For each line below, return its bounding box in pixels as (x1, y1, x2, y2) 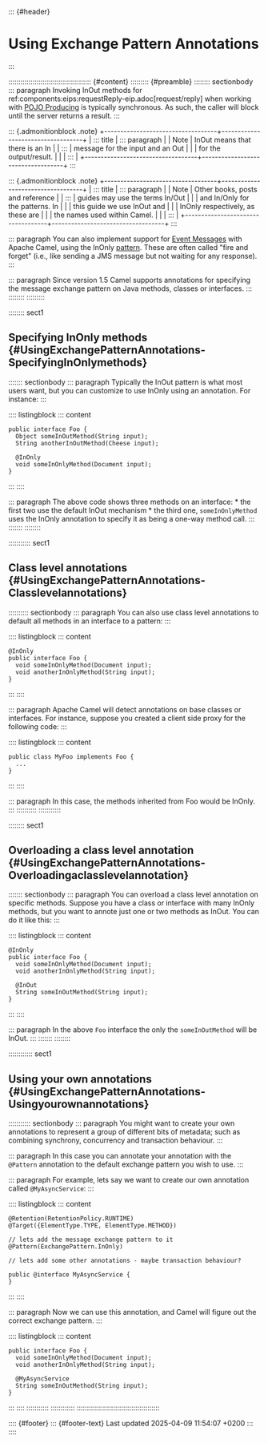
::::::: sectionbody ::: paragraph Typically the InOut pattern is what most (8, 377, 243, 387)
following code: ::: (8, 721, 67, 732)
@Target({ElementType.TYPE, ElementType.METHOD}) (8, 1222, 178, 1230)
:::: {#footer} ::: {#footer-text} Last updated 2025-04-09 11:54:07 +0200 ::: (8, 1418, 254, 1429)
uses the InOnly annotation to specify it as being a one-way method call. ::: (8, 514, 255, 523)
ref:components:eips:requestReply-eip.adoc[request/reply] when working (8, 94, 252, 103)
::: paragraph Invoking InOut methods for (8, 85, 142, 95)
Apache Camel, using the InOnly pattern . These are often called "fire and (8, 242, 249, 252)
